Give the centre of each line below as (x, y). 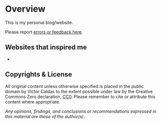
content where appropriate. (33, 102)
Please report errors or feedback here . (44, 32)
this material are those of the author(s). (45, 116)
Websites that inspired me (46, 47)
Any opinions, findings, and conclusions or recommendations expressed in (81, 111)
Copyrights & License (39, 74)
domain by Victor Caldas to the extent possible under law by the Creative (79, 91)
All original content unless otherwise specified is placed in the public (74, 86)
